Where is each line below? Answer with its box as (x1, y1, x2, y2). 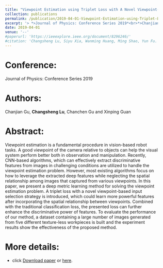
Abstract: (5, 126, 44, 136)
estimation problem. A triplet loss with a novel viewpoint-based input (5, 188, 142, 194)
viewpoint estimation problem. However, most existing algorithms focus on (5, 167, 154, 173)
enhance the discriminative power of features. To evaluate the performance (5, 209, 156, 215)
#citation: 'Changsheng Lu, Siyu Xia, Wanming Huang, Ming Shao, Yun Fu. (5, 39, 158, 44)
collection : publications (5, 12, 57, 17)
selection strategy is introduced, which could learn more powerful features (5, 193, 154, 199)
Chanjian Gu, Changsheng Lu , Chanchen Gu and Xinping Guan (5, 109, 131, 115)
